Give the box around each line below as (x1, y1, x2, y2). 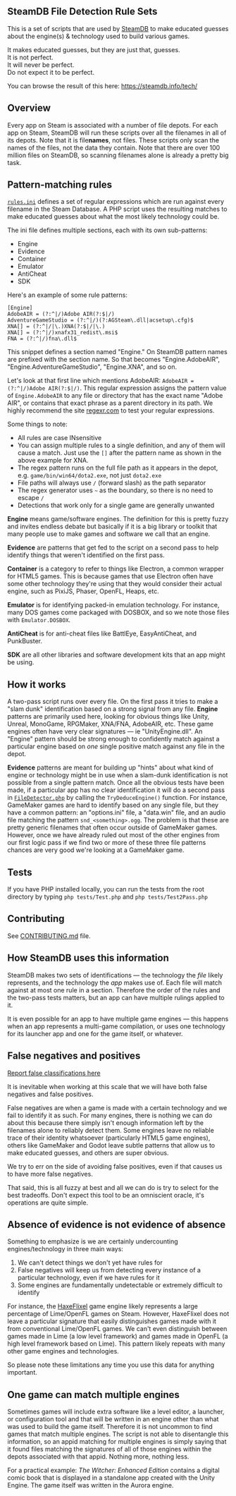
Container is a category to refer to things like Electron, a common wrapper (7, 564, 224, 573)
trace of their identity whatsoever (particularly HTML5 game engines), (7, 1133, 211, 1142)
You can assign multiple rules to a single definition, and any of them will (17, 441, 225, 450)
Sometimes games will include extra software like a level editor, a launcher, (7, 1407, 225, 1416)
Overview (7, 102, 51, 114)
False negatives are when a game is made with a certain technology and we (7, 1103, 228, 1112)
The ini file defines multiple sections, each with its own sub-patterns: (7, 226, 208, 235)
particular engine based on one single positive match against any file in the (7, 742, 225, 750)
